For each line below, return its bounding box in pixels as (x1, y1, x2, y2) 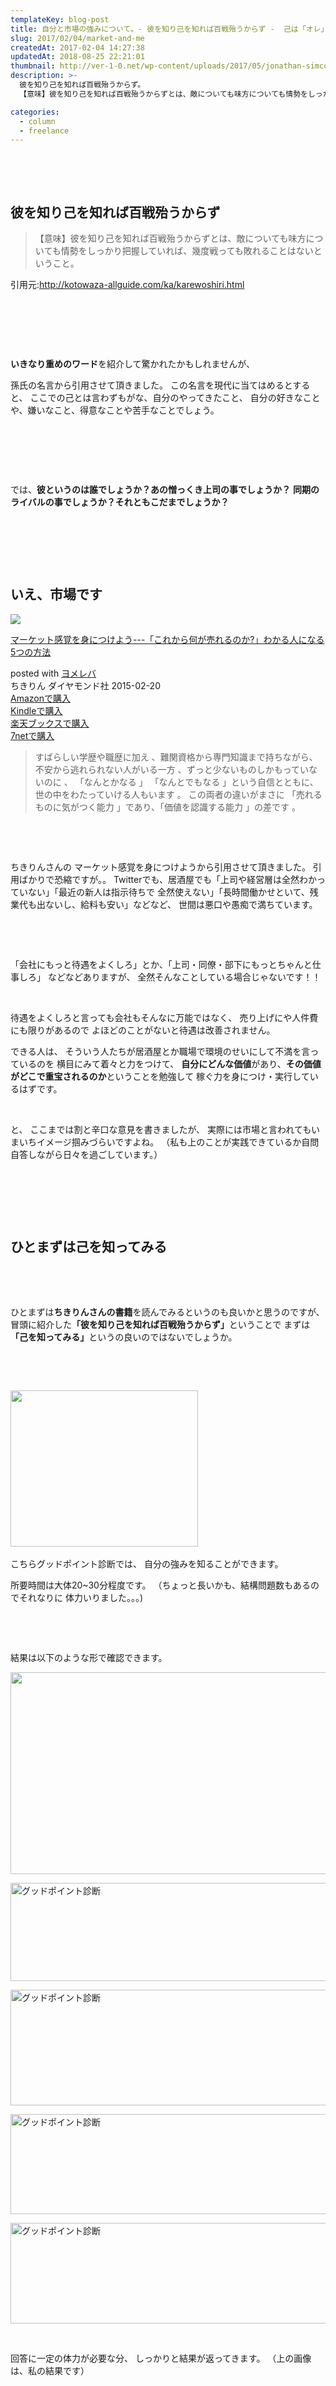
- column (19, 116, 56, 126)
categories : (10, 107, 60, 117)
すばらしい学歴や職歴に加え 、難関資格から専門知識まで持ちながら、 (34, 751, 318, 763)
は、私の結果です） (10, 2364, 90, 2376)
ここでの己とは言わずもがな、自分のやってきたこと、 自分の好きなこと (29, 392, 321, 404)
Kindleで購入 (10, 704, 63, 716)
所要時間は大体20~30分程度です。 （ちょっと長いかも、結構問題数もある (10, 1579, 312, 1591)
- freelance (19, 126, 70, 136)
